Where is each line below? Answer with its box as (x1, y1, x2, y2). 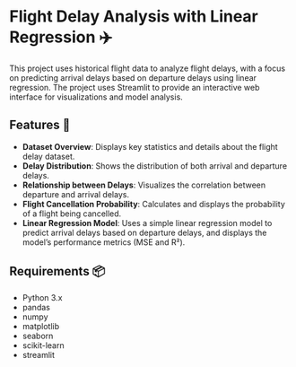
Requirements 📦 (9, 264, 106, 279)
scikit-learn (22, 339, 65, 351)
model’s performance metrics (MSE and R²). (22, 236, 186, 248)
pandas (22, 301, 51, 312)
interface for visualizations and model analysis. (9, 92, 184, 102)
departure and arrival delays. (22, 188, 130, 199)
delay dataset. (22, 151, 75, 162)
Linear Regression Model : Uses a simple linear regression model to (22, 217, 273, 228)
